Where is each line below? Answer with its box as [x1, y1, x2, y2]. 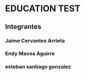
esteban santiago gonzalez [5, 63, 71, 70]
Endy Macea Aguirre [5, 50, 55, 57]
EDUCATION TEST [5, 3, 81, 14]
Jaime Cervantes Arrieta [5, 37, 65, 44]
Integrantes [5, 23, 42, 31]
